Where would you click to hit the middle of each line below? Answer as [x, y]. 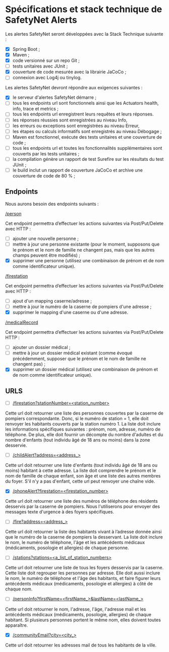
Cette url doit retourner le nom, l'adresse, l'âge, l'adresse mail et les [76, 609]
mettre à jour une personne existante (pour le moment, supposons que [86, 244]
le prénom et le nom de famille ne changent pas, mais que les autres [83, 250]
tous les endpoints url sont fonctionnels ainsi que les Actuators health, [86, 103]
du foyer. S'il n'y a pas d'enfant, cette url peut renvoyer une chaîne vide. [80, 481]
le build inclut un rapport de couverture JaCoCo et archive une [77, 170]
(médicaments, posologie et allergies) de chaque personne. [67, 548]
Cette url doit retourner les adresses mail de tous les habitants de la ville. [81, 645]
